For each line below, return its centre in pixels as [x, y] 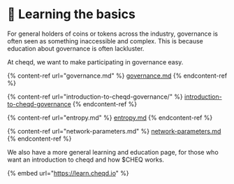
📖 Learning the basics [72, 14]
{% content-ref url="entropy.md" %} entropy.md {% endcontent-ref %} [110, 118]
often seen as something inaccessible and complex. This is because [105, 41]
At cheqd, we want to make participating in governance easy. [95, 62]
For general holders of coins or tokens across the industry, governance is [113, 34]
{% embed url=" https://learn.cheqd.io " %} [68, 173]
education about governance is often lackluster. [76, 48]
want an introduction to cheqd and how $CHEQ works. [86, 160]
